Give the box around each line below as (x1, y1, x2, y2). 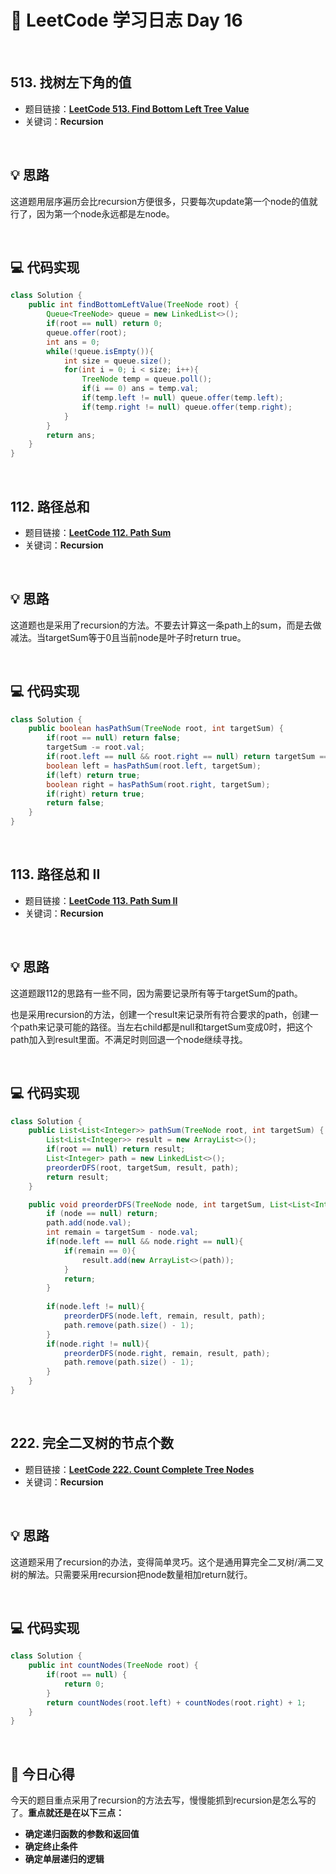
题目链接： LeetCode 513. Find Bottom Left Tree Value (24, 102, 250, 115)
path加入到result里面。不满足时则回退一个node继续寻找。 (10, 1033, 248, 1045)
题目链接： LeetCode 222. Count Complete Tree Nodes (24, 1463, 255, 1475)
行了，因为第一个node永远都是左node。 (10, 207, 175, 220)
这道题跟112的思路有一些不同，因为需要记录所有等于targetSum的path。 (10, 987, 303, 999)
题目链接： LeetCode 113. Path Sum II (24, 894, 178, 906)
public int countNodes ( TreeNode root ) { (28, 1661, 199, 1671)
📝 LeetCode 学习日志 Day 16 (10, 9, 243, 32)
